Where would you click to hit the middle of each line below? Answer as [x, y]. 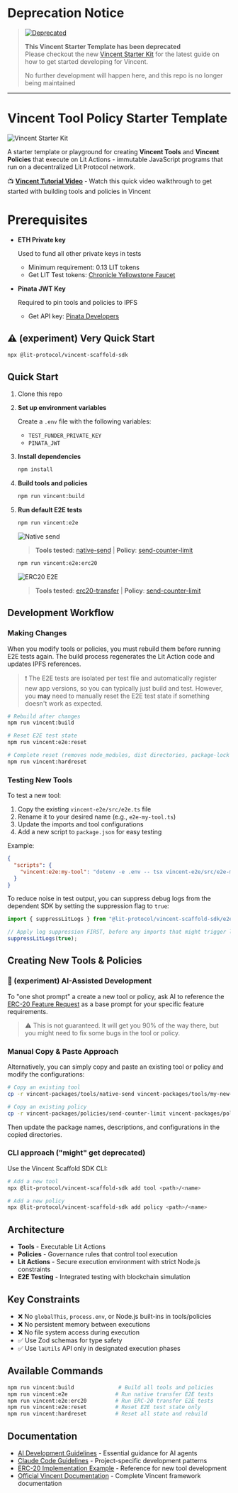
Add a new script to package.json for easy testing [90, 832]
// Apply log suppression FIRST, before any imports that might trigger [117, 932]
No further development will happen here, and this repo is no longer [124, 75]
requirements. [28, 1011]
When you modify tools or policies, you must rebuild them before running [114, 649]
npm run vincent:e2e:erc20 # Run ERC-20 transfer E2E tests [110, 1401]
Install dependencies [49, 457]
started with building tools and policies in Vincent [79, 191]
